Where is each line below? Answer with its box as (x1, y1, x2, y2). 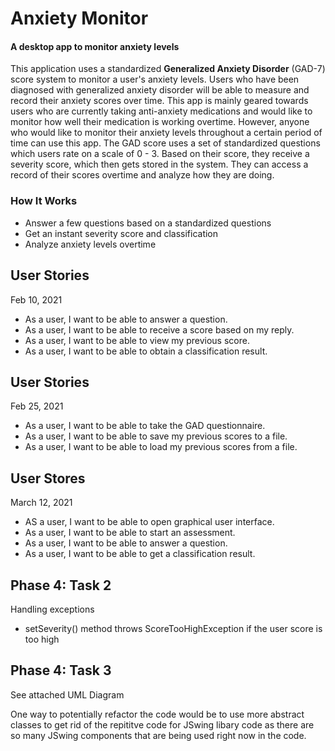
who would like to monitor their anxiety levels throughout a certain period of (10, 127, 323, 139)
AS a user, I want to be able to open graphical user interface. (24, 516, 275, 528)
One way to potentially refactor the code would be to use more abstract (10, 708, 305, 720)
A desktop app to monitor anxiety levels (10, 40, 180, 52)
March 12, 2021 (10, 497, 73, 509)
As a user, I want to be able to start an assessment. (24, 527, 236, 539)
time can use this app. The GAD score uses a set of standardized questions (10, 137, 321, 149)
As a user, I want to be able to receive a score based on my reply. (24, 323, 295, 336)
